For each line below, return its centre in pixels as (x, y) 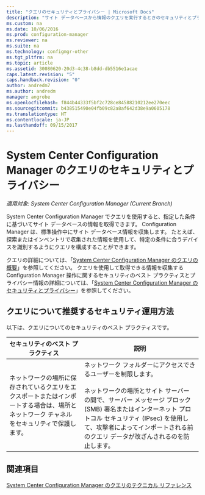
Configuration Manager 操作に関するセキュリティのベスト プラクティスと (98, 276)
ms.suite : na (23, 46)
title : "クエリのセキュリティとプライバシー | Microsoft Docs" (80, 12)
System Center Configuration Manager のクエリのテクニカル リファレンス (99, 485)
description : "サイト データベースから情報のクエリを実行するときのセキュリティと (99, 18)
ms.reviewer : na (27, 40)
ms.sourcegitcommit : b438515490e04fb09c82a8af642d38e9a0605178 (88, 108)
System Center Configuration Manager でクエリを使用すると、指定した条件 (101, 216)
